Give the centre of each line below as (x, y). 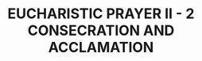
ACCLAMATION (101, 48)
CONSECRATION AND (101, 30)
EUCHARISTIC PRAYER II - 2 (101, 14)
